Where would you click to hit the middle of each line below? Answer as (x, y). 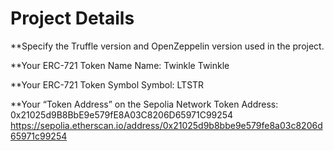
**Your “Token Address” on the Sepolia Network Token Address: (144, 104)
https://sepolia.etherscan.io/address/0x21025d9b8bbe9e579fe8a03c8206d (166, 125)
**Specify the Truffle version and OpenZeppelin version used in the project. (167, 46)
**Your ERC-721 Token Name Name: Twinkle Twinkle (120, 65)
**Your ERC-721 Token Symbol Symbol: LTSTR (107, 84)
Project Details (72, 18)
